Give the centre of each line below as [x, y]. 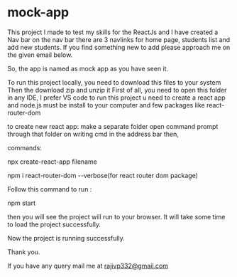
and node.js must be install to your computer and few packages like [106, 105]
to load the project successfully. [54, 224]
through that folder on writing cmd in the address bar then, [93, 134]
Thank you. [24, 252]
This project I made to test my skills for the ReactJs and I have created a [113, 32]
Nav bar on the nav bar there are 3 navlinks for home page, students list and [119, 39]
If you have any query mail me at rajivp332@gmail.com [88, 266]
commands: [25, 147]
